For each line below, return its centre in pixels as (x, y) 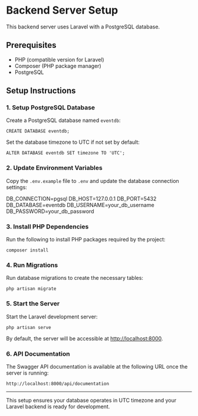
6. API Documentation (38, 354)
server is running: (27, 373)
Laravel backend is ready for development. (58, 407)
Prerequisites (31, 45)
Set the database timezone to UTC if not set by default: (73, 142)
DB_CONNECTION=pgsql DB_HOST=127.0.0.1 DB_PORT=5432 (81, 198)
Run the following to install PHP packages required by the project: (86, 240)
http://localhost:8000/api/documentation (58, 383)
